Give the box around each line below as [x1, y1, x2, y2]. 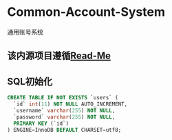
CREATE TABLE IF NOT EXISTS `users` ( [7, 94, 118, 101]
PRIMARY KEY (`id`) [13, 120, 69, 127]
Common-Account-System [7, 4, 165, 20]
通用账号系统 [7, 28, 43, 36]
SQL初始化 [7, 75, 53, 87]
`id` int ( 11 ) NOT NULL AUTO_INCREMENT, [13, 101, 128, 108]
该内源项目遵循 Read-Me [7, 50, 111, 62]
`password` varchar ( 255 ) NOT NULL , [13, 113, 116, 121]
